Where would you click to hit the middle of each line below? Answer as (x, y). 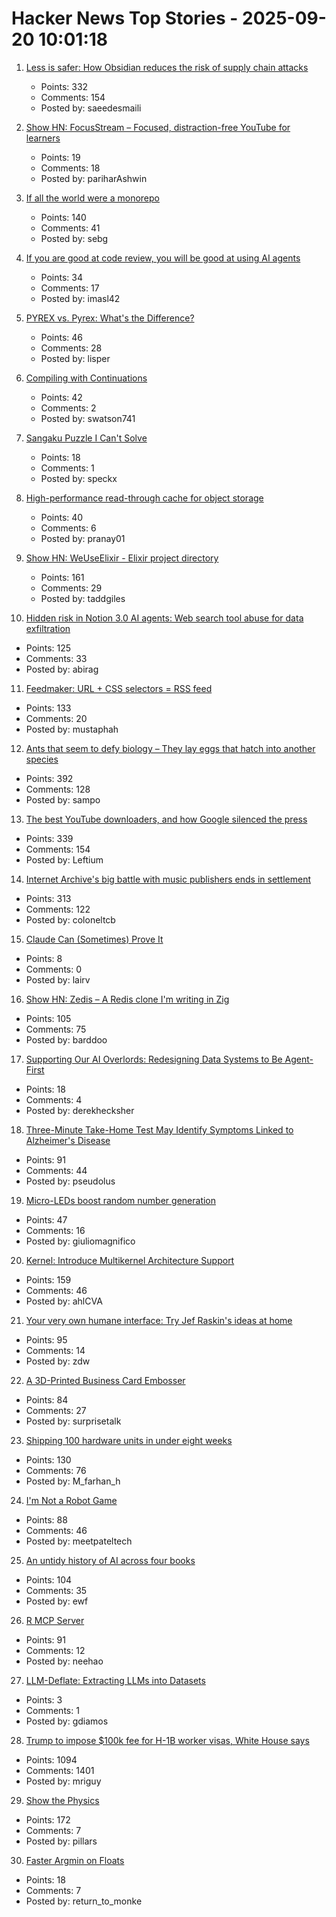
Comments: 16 (55, 1230)
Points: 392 (49, 778)
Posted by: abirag (62, 669)
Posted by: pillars (61, 1841)
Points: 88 (46, 1519)
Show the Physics (62, 1800)
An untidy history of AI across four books (110, 1560)
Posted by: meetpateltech (79, 1541)
